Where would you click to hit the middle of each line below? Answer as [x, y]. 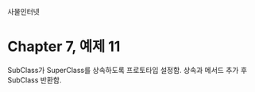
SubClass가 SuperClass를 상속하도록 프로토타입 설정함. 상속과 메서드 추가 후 [127, 70]
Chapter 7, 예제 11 [64, 47]
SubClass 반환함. [35, 80]
